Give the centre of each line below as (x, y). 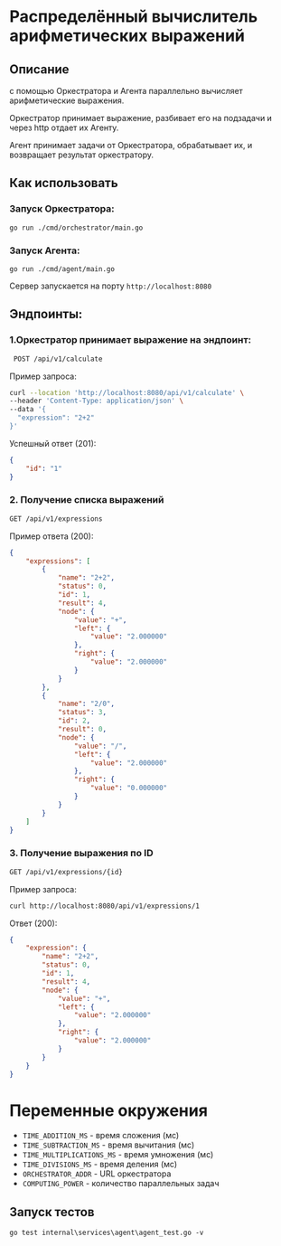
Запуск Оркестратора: (62, 209)
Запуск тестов (52, 1212)
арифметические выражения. (67, 100)
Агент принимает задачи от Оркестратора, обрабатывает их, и (131, 145)
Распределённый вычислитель (134, 17)
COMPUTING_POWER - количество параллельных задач (121, 1184)
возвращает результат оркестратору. (82, 155)
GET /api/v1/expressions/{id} (66, 872)
